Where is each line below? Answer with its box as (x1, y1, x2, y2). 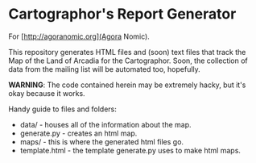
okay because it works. (8, 88, 86, 98)
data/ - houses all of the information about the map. (19, 119, 192, 129)
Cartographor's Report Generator (8, 5, 237, 23)
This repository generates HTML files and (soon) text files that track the (8, 47, 246, 56)
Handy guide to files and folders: (8, 104, 117, 114)
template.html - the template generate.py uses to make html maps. (19, 145, 242, 155)
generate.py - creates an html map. (19, 128, 138, 138)
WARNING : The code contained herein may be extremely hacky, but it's (8, 80, 246, 90)
